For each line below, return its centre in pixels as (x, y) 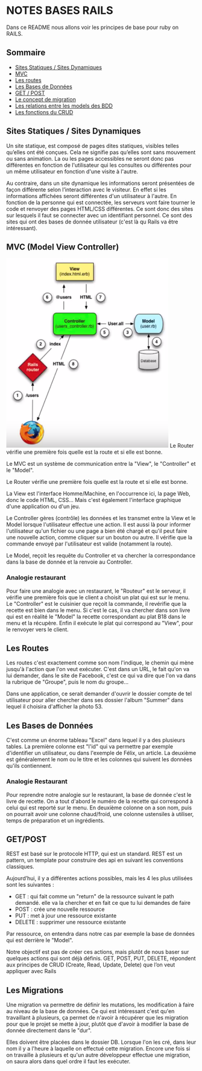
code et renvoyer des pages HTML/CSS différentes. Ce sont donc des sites (100, 208)
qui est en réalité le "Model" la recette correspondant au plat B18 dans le (96, 616)
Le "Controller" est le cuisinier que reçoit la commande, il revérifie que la (96, 603)
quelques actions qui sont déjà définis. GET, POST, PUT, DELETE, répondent (101, 959)
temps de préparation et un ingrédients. (55, 820)
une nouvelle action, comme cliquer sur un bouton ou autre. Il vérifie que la (99, 538)
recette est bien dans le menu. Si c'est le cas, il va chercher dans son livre (98, 610)
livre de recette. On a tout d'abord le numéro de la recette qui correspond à (99, 801)
